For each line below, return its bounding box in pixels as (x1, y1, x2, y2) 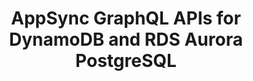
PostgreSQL (75, 50, 177, 72)
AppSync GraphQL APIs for (11, 7, 241, 30)
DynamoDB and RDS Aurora (9, 28, 243, 51)
